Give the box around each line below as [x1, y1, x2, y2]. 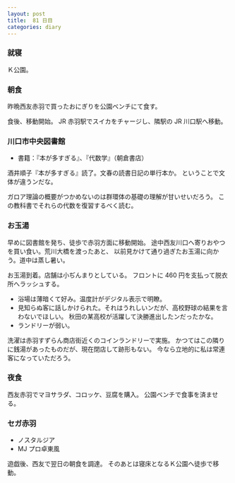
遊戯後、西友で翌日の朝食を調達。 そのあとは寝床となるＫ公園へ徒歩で [7, 460, 213, 468]
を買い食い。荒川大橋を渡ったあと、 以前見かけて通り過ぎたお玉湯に [7, 247, 207, 255]
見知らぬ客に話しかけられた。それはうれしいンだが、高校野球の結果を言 [17, 303, 228, 312]
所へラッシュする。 [7, 279, 64, 288]
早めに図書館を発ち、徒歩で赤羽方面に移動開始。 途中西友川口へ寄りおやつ [7, 238, 226, 247]
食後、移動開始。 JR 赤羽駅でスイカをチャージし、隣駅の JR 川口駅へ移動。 [7, 117, 227, 126]
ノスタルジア [17, 436, 55, 444]
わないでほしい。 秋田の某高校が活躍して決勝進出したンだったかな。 [17, 312, 217, 321]
